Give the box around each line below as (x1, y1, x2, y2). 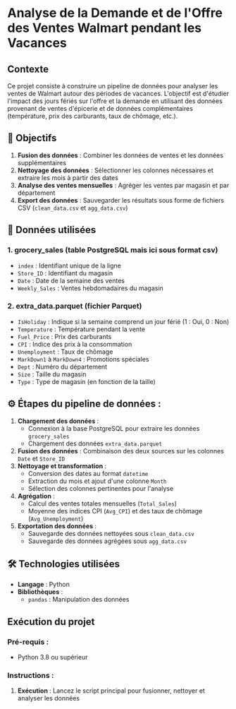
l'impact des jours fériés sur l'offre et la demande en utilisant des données (7, 97, 223, 105)
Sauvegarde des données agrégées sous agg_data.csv (27, 537, 187, 545)
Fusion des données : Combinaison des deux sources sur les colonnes (17, 446, 224, 455)
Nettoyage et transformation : (17, 461, 107, 470)
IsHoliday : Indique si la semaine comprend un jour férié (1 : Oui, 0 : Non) (17, 317, 230, 326)
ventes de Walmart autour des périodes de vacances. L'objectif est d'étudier (7, 90, 230, 97)
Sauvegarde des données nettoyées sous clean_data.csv (27, 529, 195, 537)
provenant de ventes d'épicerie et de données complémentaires (7, 105, 194, 112)
